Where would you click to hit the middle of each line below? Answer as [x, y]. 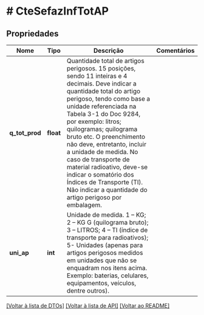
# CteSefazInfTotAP [58, 11]
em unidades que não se [102, 260]
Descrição [108, 51]
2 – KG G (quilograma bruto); [107, 222]
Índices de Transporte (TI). [105, 182]
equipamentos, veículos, [101, 283]
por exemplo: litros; [94, 121]
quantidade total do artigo [104, 91]
